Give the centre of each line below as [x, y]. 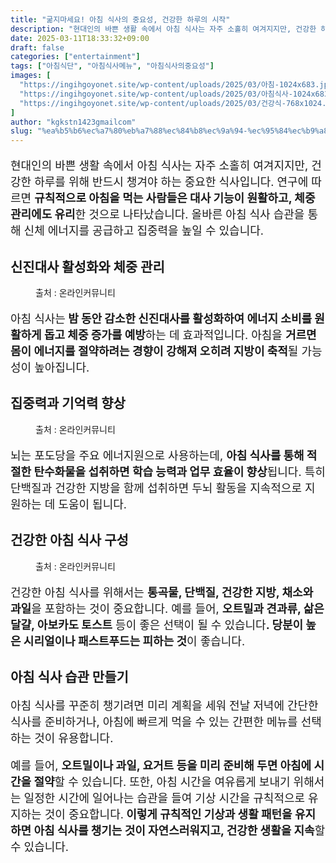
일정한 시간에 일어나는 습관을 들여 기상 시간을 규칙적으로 [164, 798]
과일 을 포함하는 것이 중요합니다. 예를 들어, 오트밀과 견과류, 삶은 [167, 608]
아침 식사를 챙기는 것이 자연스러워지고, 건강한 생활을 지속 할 [179, 830]
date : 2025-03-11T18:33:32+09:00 [80, 38]
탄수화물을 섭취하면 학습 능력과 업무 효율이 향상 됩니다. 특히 [179, 471]
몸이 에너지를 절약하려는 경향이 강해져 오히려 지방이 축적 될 [154, 351]
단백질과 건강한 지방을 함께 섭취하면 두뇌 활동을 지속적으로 [156, 488]
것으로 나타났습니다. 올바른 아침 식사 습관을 [196, 214]
